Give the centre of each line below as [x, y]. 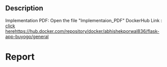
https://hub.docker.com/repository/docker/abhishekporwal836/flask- [87, 31]
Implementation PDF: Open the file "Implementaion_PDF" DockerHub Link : [84, 20]
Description [24, 8]
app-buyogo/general [27, 36]
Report [20, 57]
